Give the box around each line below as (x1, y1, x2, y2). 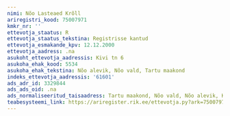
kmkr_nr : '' (7, 23, 41, 29)
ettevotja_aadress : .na (7, 48, 75, 55)
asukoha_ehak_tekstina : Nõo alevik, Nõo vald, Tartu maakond (7, 67, 186, 74)
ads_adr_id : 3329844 (7, 80, 66, 87)
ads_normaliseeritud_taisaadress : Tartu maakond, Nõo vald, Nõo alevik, (7, 93, 219, 100)
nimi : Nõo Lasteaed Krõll (7, 10, 81, 17)
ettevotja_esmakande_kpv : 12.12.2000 (7, 42, 115, 48)
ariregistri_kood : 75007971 (7, 16, 88, 23)
